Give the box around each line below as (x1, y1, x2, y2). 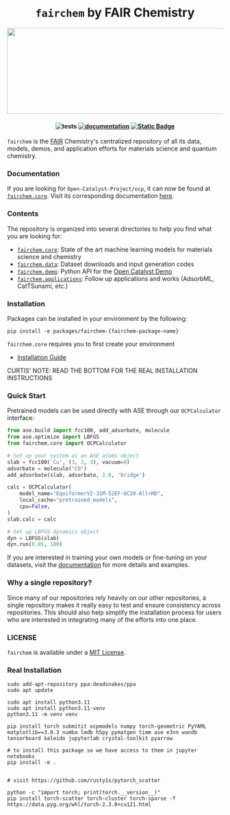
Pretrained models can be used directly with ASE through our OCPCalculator (7, 407, 221, 415)
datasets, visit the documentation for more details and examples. (7, 561, 190, 569)
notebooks (7, 753, 36, 760)
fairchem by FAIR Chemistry (35, 5, 195, 21)
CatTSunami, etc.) (16, 282, 68, 290)
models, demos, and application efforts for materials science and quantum (7, 144, 217, 153)
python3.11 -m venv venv (7, 711, 78, 718)
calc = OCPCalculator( (7, 484, 72, 491)
